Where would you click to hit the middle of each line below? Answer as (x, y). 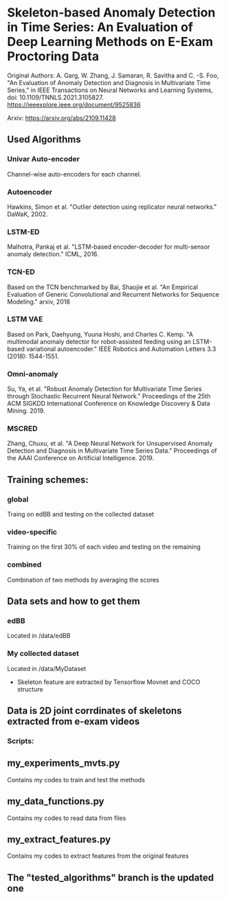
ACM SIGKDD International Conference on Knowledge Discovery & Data (109, 404)
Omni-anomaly (33, 374)
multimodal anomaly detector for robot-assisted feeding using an (99, 341)
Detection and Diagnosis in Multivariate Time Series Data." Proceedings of (112, 451)
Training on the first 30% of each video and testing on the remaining (104, 547)
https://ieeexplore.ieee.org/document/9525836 (74, 104)
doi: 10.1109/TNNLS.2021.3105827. (56, 97)
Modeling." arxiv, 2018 (39, 301)
